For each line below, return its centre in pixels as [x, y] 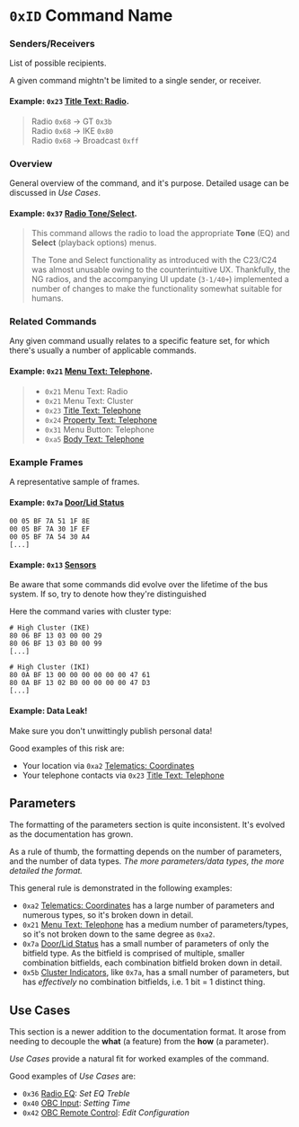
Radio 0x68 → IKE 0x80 [72, 130]
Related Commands [53, 321]
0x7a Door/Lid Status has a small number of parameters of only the [145, 944]
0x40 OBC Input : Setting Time [76, 1103]
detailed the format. [46, 871]
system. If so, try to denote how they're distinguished [108, 594]
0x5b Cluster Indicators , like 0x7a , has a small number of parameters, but [156, 973]
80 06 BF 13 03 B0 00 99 [56, 644]
